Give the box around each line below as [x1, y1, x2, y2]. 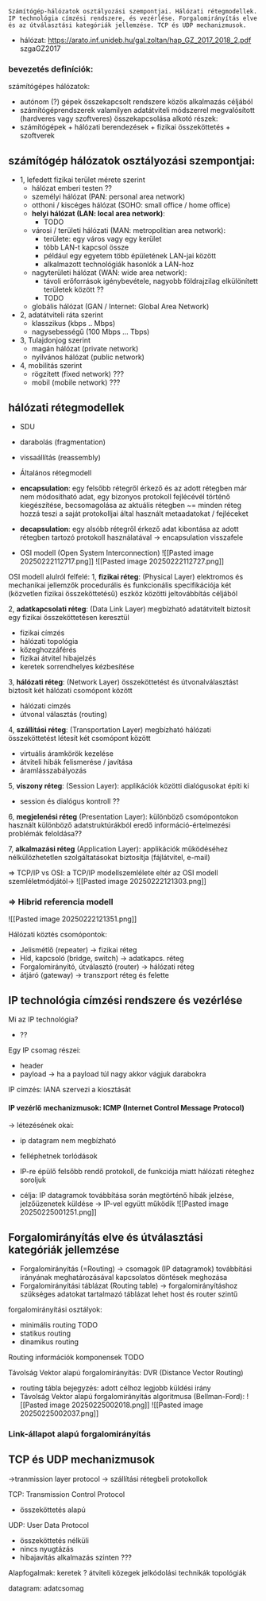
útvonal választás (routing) [19, 709, 108, 719]
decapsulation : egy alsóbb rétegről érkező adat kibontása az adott [19, 524, 239, 533]
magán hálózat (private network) [31, 344, 139, 354]
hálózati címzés [19, 700, 71, 711]
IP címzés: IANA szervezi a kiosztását [8, 1085, 131, 1095]
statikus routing [19, 1328, 71, 1339]
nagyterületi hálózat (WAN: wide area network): [31, 268, 187, 277]
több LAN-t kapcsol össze [43, 242, 129, 252]
